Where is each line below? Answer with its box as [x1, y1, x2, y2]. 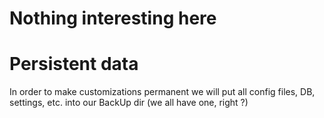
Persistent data [9, 53, 139, 76]
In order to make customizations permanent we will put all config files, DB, [9, 86, 316, 98]
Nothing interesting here [9, 7, 217, 30]
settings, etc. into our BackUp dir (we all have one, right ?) [9, 97, 249, 109]
